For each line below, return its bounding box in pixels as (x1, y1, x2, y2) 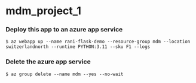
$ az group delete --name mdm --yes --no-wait (5, 71, 124, 77)
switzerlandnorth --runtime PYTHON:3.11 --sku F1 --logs (5, 44, 151, 50)
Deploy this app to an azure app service (5, 25, 123, 34)
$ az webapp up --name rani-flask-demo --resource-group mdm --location (5, 39, 191, 45)
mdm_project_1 (5, 4, 81, 18)
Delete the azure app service (5, 58, 91, 66)
